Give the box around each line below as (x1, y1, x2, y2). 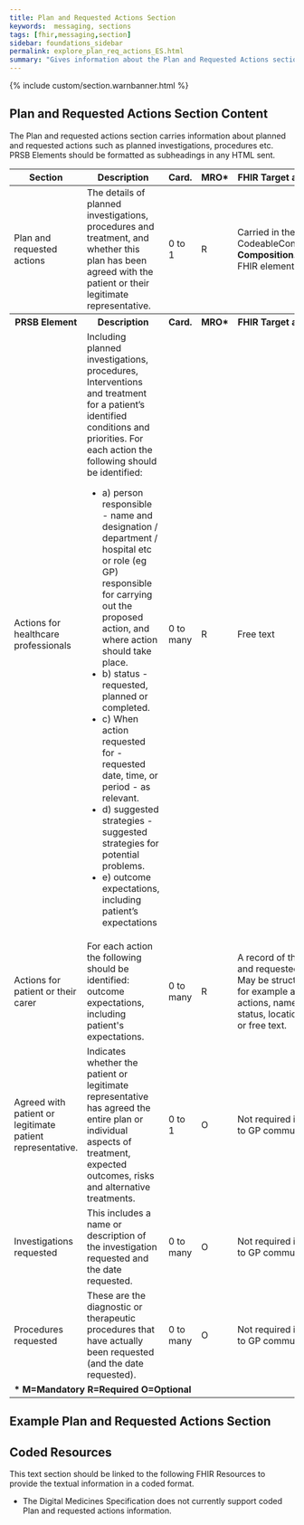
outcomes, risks (86, 1169, 155, 1181)
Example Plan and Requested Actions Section (9, 1414, 271, 1429)
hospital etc (102, 543, 152, 555)
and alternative (86, 1180, 151, 1193)
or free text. (236, 1018, 288, 1031)
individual (86, 1123, 128, 1136)
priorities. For (86, 431, 144, 444)
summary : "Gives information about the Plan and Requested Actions (9, 55, 270, 64)
